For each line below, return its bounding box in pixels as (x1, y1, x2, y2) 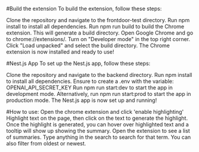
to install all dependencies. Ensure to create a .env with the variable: (6, 77, 174, 85)
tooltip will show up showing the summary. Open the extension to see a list (6, 128, 190, 134)
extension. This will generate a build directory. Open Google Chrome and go (6, 29, 194, 36)
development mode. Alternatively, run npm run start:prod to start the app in (6, 91, 191, 97)
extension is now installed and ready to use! (6, 48, 115, 55)
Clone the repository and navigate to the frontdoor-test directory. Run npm (6, 17, 190, 23)
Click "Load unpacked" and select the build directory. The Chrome (6, 42, 170, 49)
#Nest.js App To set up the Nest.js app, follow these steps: (6, 60, 151, 67)
